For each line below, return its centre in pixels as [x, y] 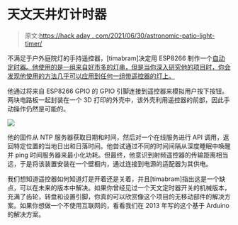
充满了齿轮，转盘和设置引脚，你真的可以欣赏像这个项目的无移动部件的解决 [116, 197]
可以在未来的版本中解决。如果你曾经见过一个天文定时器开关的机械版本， [125, 187]
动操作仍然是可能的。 [38, 109]
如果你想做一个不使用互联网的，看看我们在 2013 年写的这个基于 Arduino [125, 205]
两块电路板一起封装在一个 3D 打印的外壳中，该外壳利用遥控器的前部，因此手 [119, 99]
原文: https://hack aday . [59, 35]
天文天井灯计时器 [57, 15]
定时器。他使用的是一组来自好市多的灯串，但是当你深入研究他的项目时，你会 [119, 67]
